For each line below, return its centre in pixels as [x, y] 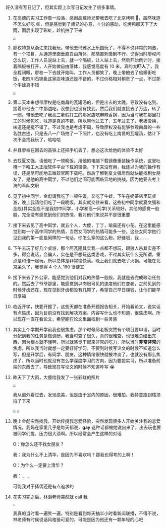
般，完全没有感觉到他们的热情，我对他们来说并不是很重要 [71, 215]
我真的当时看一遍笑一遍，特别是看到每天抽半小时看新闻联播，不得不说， [86, 513]
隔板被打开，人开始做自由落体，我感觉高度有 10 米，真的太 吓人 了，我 [88, 66]
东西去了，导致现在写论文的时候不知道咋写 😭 [68, 367]
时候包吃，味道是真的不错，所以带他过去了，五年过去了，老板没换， [91, 121]
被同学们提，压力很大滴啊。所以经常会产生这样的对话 [67, 433]
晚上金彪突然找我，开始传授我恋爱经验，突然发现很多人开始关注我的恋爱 [86, 421]
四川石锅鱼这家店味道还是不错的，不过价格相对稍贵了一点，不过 [91, 79]
